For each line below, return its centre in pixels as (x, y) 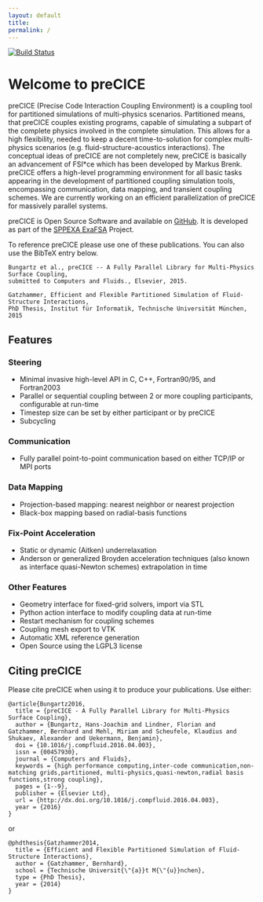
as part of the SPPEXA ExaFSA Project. (71, 229)
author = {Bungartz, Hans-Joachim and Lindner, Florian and (115, 724)
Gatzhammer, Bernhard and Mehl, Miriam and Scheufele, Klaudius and (122, 731)
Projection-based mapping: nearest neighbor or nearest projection (127, 504)
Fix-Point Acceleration (52, 533)
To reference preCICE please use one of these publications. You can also (126, 245)
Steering (25, 362)
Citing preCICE (45, 671)
